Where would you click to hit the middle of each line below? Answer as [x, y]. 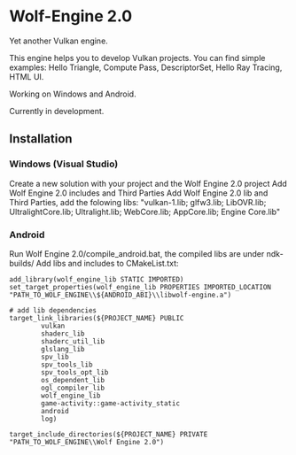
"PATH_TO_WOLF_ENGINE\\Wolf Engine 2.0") [87, 442]
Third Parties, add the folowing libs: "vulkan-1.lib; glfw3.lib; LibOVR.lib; [138, 202]
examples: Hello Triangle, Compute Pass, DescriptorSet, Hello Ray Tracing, [146, 67]
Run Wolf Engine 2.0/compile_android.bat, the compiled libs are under [137, 253]
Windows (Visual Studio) [64, 164]
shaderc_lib [63, 334]
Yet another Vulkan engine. [58, 41]
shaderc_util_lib [73, 341]
